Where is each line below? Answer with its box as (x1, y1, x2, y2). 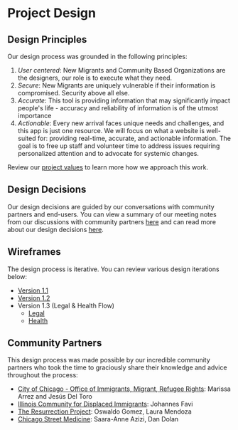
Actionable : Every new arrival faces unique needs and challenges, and (17, 119, 225, 127)
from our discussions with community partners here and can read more (7, 217, 217, 226)
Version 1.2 (17, 293, 50, 302)
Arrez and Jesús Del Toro (17, 392, 92, 401)
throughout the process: (7, 371, 78, 379)
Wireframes (7, 246, 62, 258)
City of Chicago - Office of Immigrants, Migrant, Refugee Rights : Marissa (17, 384, 231, 393)
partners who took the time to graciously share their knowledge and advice (7, 363, 227, 372)
